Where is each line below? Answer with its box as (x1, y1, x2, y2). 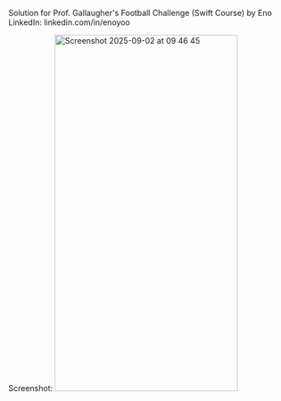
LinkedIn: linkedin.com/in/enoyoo (8, 17, 130, 28)
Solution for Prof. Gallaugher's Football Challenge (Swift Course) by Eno (8, 8, 273, 18)
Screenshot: (8, 383, 54, 393)
